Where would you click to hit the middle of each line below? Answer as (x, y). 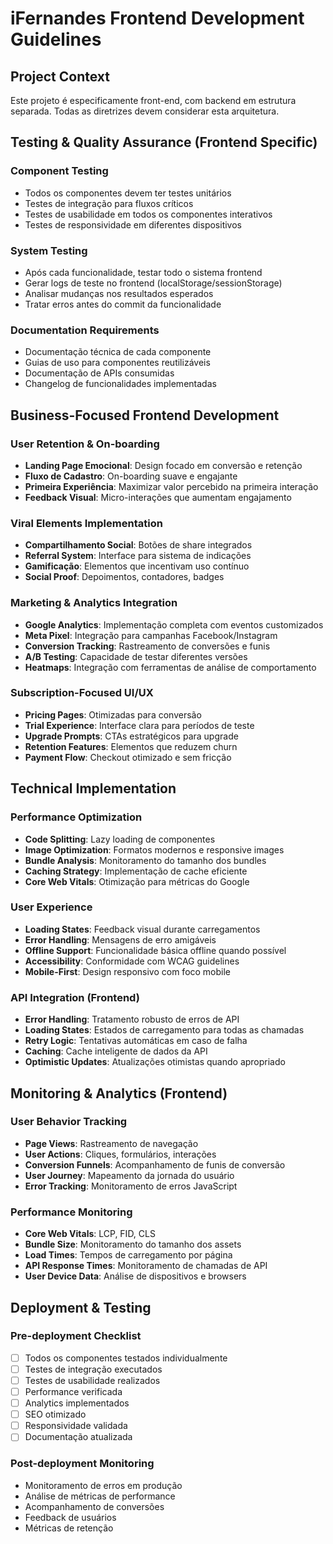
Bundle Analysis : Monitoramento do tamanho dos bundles (145, 860)
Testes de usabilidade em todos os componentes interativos (148, 214)
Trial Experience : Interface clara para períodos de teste (139, 725)
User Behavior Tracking (69, 1122)
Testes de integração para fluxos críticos (109, 203)
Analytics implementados (77, 1403)
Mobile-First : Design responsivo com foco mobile (128, 971)
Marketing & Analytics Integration (94, 603)
